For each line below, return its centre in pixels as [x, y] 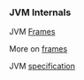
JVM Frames [32, 32]
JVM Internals [40, 12]
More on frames [38, 49]
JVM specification [42, 66]
